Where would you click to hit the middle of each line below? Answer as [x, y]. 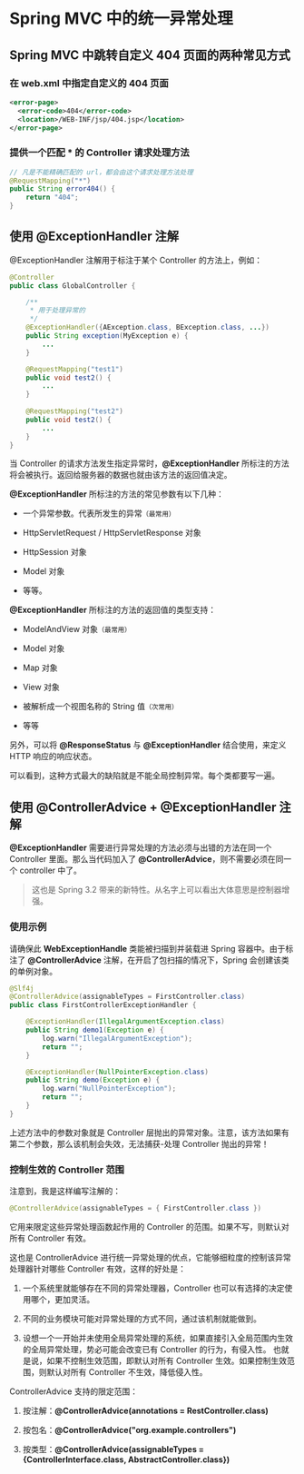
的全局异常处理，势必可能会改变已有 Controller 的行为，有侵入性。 [147, 1350]
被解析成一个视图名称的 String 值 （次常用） [100, 707]
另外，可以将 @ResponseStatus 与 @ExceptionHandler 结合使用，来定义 [148, 745]
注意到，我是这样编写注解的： [65, 1192]
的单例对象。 [33, 971]
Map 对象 [40, 668]
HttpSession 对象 [55, 552]
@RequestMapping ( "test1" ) [75, 369]
